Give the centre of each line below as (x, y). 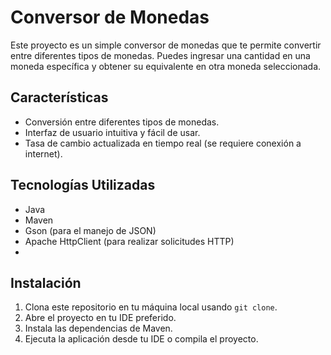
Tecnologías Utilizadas (83, 185)
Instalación (46, 282)
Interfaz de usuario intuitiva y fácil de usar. (112, 132)
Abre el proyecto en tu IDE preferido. (100, 318)
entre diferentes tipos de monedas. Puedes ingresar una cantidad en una (160, 55)
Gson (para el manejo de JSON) (90, 230)
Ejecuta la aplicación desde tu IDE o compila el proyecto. (141, 339)
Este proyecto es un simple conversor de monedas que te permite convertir (166, 45)
